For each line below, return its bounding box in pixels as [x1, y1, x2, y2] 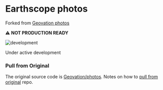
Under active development [5, 49, 61, 55]
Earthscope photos [5, 3, 88, 15]
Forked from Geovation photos [5, 20, 70, 26]
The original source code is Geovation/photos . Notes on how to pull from [5, 74, 158, 80]
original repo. [5, 79, 33, 85]
